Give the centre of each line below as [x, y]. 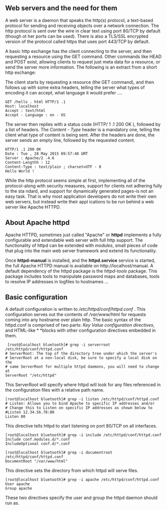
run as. [12, 503]
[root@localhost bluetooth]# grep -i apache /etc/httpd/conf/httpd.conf [82, 480]
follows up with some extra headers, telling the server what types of [75, 87]
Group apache [19, 489]
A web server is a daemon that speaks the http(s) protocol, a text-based [79, 20]
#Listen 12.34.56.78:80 [30, 412]
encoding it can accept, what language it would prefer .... [64, 92]
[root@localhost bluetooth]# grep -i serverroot [59, 345]
